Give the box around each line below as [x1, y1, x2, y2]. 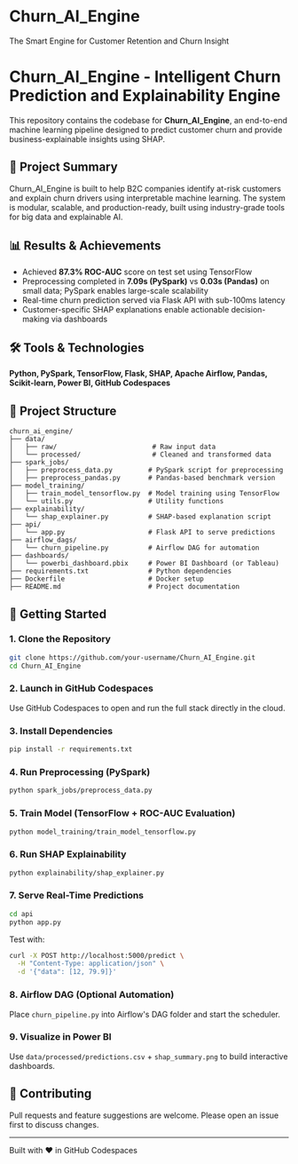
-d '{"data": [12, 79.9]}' [17, 968, 117, 977]
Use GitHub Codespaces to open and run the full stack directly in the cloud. [9, 702, 286, 713]
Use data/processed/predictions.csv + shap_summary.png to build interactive [9, 1050, 288, 1062]
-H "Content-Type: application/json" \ [17, 959, 165, 969]
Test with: [9, 934, 45, 945]
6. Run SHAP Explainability [9, 848, 127, 860]
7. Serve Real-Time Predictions [9, 890, 145, 902]
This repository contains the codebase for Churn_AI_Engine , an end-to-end [9, 115, 288, 125]
